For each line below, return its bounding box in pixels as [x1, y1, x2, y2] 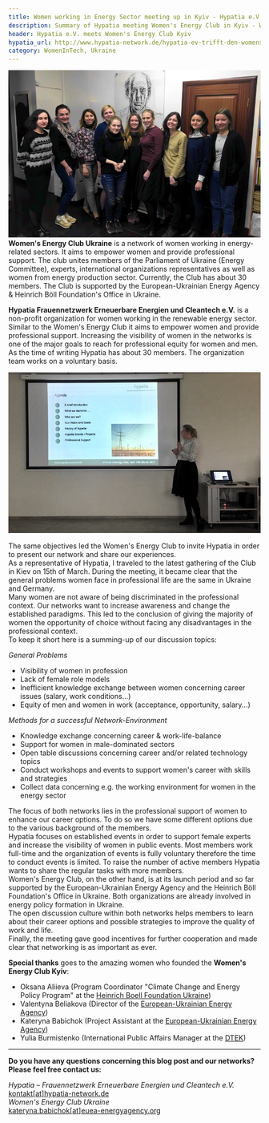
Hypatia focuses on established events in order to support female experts [8, 832, 251, 842]
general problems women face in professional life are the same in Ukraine [8, 576, 251, 585]
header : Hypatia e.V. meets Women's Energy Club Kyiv [8, 30, 192, 38]
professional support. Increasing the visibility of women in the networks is [8, 330, 252, 340]
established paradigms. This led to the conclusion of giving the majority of [8, 609, 254, 619]
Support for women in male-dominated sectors [19, 740, 175, 749]
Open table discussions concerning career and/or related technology [19, 748, 248, 757]
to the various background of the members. [8, 823, 152, 833]
